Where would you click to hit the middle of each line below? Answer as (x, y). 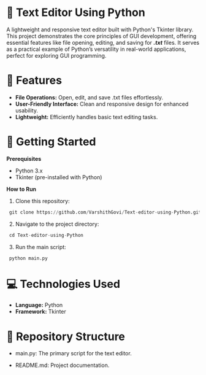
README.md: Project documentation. (62, 365)
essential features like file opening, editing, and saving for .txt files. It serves (103, 42)
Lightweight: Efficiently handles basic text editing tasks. (86, 117)
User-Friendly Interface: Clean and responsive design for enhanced (102, 104)
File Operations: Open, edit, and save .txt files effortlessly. (89, 97)
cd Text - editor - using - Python (46, 235)
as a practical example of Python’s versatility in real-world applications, (96, 49)
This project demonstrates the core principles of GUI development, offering (101, 36)
